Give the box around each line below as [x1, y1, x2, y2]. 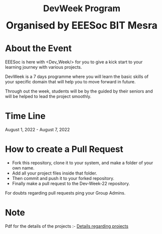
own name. [12, 165, 35, 171]
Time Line [5, 111, 46, 122]
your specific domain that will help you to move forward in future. [5, 78, 136, 84]
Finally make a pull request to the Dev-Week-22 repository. [12, 180, 130, 186]
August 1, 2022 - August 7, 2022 [5, 126, 70, 132]
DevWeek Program [43, 3, 121, 14]
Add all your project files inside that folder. [12, 170, 97, 176]
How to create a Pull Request [5, 144, 124, 155]
